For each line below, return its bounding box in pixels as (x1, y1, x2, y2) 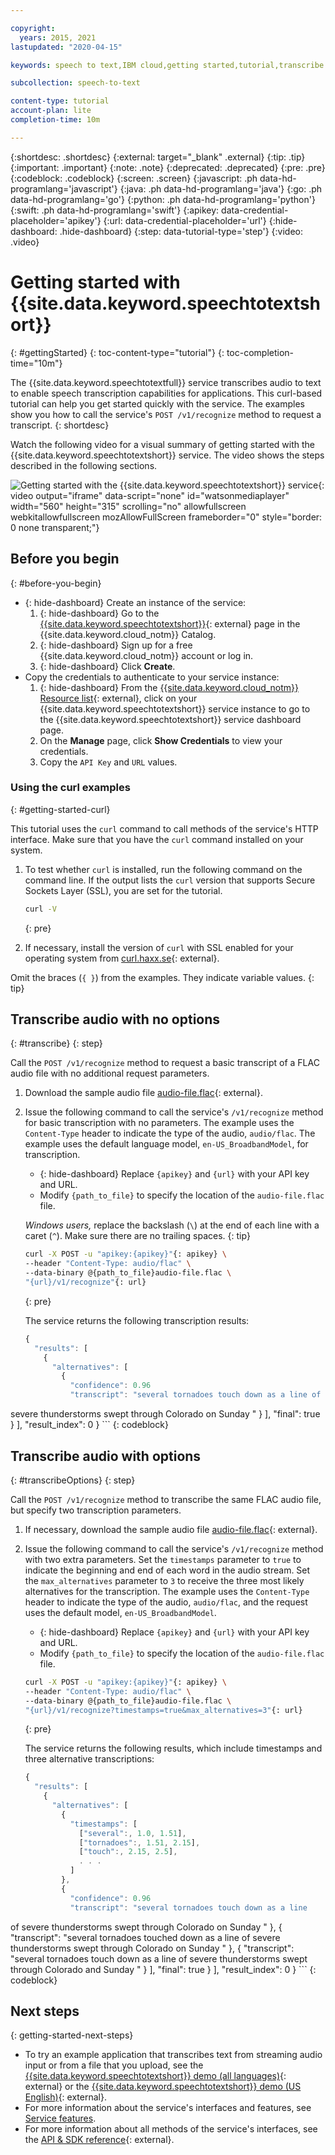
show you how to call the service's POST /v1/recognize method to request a (10, 408, 322, 420)
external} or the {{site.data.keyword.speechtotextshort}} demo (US (24, 2081, 302, 2093)
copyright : (10, 23, 56, 33)
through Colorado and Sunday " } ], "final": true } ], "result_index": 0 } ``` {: (10, 1963, 317, 1975)
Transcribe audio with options (10, 1447, 202, 1465)
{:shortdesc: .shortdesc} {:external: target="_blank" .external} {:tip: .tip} (10, 151, 306, 163)
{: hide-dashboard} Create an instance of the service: (24, 596, 247, 608)
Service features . (24, 2112, 97, 2125)
